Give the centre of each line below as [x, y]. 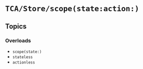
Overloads [18, 40]
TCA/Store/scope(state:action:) [72, 9]
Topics [16, 26]
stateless [23, 57]
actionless [24, 62]
